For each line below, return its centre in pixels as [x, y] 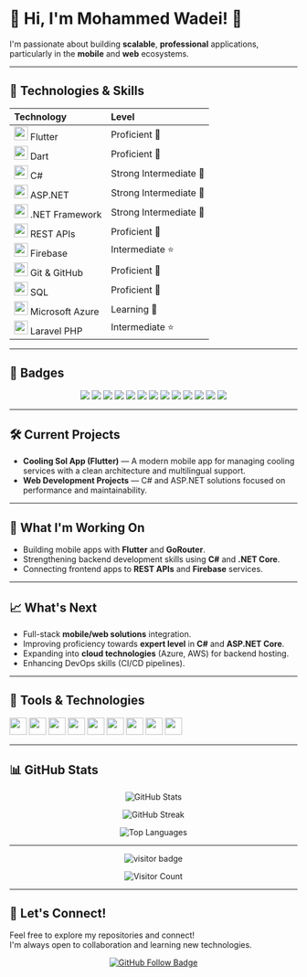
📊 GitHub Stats [54, 770]
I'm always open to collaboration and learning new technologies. [131, 945]
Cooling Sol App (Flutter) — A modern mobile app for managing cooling [159, 462]
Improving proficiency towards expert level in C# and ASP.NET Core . [153, 644]
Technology [40, 116]
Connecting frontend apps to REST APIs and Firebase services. [143, 569]
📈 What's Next [53, 607]
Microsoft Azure [65, 312]
